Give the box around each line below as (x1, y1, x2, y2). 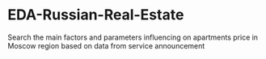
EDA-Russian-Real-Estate (7, 6, 184, 24)
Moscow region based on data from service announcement (7, 40, 205, 50)
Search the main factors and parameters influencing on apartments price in (7, 32, 259, 42)
